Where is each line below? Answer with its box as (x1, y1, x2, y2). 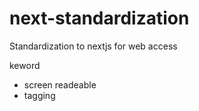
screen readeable (23, 78, 97, 91)
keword (9, 59, 41, 71)
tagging (23, 89, 56, 101)
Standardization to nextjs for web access (9, 40, 178, 52)
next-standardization (9, 7, 190, 30)
